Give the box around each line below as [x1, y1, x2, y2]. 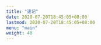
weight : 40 [6, 30, 33, 36]
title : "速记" [6, 8, 39, 15]
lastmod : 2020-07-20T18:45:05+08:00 [6, 19, 95, 25]
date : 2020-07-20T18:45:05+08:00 [6, 14, 88, 20]
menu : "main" [6, 25, 38, 31]
